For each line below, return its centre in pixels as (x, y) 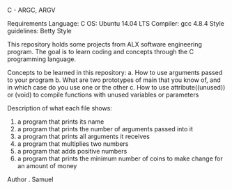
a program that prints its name (61, 122)
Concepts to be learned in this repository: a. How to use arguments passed (115, 73)
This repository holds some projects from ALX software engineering (105, 44)
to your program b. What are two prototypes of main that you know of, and (114, 80)
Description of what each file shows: (60, 108)
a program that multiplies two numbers (73, 144)
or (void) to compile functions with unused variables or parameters (103, 94)
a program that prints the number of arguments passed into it (105, 129)
